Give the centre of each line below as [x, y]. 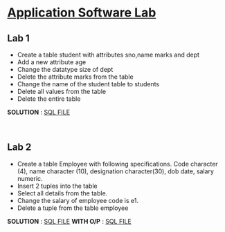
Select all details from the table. [62, 193]
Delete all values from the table [61, 91]
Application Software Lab [82, 13]
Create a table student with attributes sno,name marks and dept [108, 55]
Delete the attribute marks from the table [75, 77]
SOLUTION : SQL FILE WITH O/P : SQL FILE [69, 221]
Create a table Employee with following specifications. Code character [117, 164]
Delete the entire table [49, 99]
